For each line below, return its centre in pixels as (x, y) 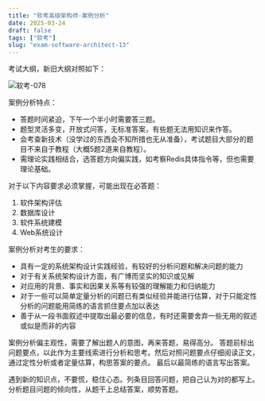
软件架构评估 (41, 202)
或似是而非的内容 (48, 326)
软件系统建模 (41, 222)
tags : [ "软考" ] (32, 38)
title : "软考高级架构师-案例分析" (59, 15)
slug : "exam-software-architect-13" (69, 45)
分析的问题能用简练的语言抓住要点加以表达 (90, 306)
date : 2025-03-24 (37, 23)
